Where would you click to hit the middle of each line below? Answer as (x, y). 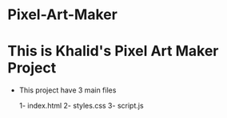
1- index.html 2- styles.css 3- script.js (82, 106)
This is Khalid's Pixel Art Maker (113, 51)
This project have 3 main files (68, 90)
